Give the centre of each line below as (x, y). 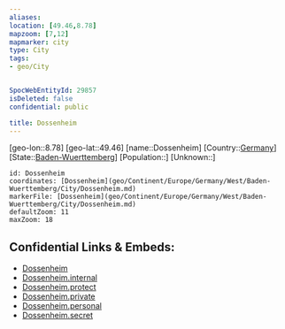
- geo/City (29, 67)
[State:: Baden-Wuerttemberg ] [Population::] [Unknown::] (112, 157)
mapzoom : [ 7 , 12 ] (39, 34)
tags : (19, 58)
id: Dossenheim (37, 173)
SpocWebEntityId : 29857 (53, 90)
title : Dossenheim (43, 123)
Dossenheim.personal (62, 306)
